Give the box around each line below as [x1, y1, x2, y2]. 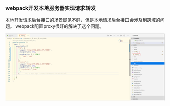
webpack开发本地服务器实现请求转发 [5, 4, 96, 11]
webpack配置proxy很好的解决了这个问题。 [15, 23, 104, 29]
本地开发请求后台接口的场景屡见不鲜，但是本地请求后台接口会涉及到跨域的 [5, 17, 160, 23]
